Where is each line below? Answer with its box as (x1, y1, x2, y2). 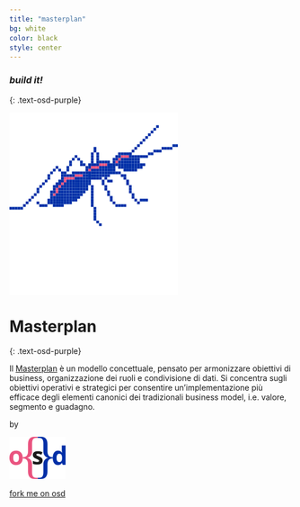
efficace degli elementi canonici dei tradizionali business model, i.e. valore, (9, 392, 287, 403)
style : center (9, 43, 63, 52)
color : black (9, 33, 58, 42)
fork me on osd (9, 488, 66, 499)
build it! (9, 74, 43, 86)
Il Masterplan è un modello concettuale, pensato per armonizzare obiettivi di (9, 363, 292, 374)
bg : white (9, 23, 47, 33)
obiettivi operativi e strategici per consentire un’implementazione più (9, 383, 263, 394)
